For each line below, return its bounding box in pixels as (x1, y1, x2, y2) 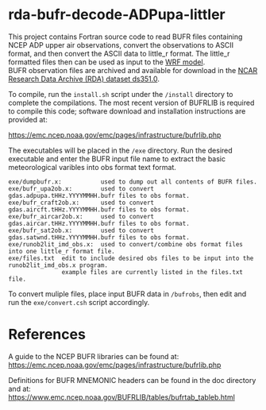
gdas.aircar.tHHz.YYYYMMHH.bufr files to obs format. (8, 219, 191, 227)
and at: (8, 384, 32, 393)
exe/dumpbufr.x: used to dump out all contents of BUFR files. (8, 177, 258, 186)
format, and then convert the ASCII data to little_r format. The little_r (8, 48, 230, 58)
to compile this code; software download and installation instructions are (8, 106, 246, 116)
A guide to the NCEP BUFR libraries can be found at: (8, 351, 179, 361)
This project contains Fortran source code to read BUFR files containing (8, 32, 243, 41)
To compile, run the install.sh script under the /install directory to (8, 89, 233, 99)
